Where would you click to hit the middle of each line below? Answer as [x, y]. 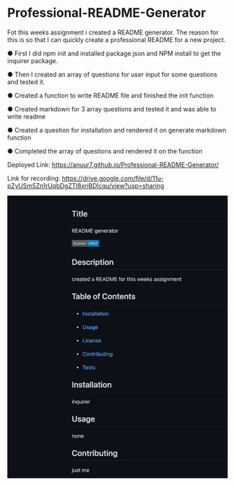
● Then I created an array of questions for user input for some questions [112, 74]
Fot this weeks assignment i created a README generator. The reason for [113, 32]
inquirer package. [33, 60]
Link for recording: [34, 178]
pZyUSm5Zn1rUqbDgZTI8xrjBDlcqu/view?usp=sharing [86, 185]
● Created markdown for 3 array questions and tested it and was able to [112, 109]
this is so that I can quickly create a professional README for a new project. [116, 39]
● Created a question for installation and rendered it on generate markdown [117, 130]
